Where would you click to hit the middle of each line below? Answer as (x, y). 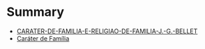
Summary (35, 12)
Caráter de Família (43, 38)
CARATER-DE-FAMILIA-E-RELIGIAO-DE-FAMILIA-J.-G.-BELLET (107, 31)
